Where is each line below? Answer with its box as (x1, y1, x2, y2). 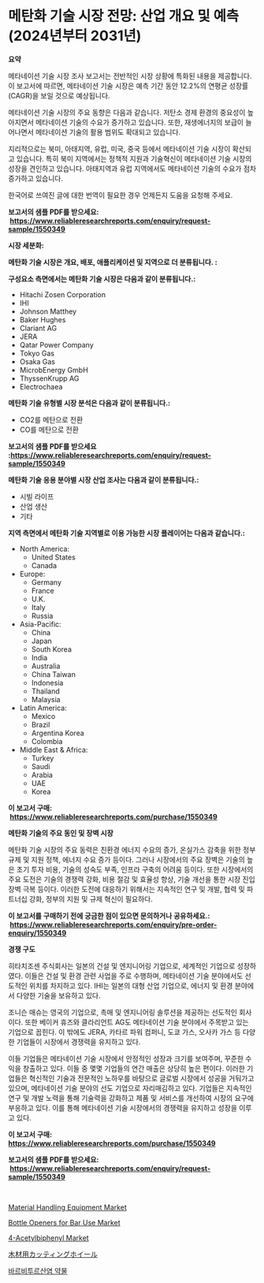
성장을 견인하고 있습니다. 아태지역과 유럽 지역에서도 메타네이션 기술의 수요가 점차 (8, 163, 257, 173)
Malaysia (31, 694, 61, 704)
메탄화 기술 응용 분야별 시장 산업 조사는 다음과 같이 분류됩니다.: (8, 474, 199, 485)
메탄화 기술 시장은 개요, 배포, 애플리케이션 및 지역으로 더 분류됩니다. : (8, 257, 218, 266)
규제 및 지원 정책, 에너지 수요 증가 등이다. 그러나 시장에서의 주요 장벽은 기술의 (8, 854, 246, 864)
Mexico (31, 711, 56, 721)
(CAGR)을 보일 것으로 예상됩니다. (8, 91, 110, 100)
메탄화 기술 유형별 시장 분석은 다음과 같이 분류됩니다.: (8, 398, 171, 407)
